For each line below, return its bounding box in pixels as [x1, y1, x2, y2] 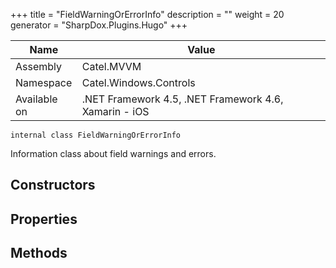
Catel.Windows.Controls [81, 76, 196, 89]
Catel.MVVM [81, 60, 142, 73]
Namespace [15, 76, 73, 89]
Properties [10, 210, 78, 228]
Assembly [15, 60, 63, 73]
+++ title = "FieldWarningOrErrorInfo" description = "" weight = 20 [10, 9, 285, 20]
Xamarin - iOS [81, 105, 150, 118]
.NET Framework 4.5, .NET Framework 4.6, [81, 92, 284, 106]
